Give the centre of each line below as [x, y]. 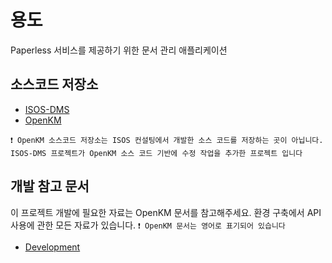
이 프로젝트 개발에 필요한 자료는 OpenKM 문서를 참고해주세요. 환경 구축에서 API [166, 212]
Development [52, 247]
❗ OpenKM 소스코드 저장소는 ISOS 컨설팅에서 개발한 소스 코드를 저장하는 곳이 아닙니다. [167, 140]
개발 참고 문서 [50, 186]
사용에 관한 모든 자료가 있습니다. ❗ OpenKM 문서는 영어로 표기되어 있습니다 [148, 225]
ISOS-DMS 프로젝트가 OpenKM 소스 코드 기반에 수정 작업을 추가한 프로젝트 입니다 [156, 153]
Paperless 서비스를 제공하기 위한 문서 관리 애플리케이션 [119, 50]
